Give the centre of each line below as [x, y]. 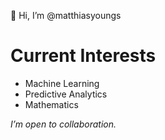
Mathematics [51, 104]
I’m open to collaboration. [63, 124]
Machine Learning [62, 83]
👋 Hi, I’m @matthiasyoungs [66, 15]
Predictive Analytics [66, 94]
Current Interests [83, 56]
